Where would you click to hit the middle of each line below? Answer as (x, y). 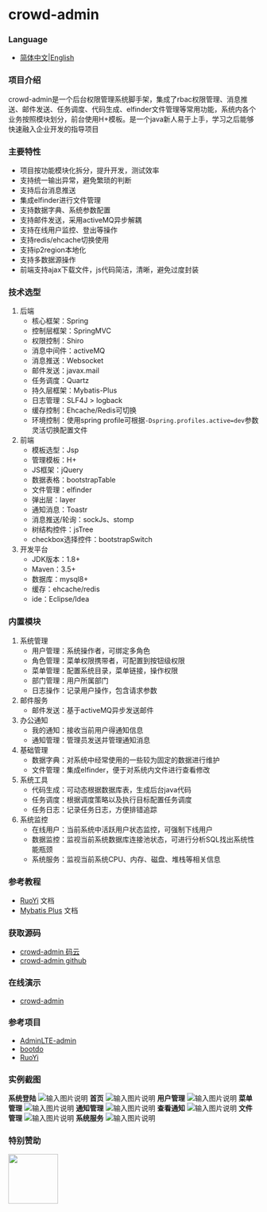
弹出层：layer (54, 500)
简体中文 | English (47, 58)
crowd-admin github (53, 961)
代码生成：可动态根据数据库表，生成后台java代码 (112, 789)
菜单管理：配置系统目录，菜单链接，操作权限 (105, 670)
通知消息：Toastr (60, 509)
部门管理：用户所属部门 (70, 680)
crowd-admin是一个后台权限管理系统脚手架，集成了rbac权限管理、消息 (124, 99)
